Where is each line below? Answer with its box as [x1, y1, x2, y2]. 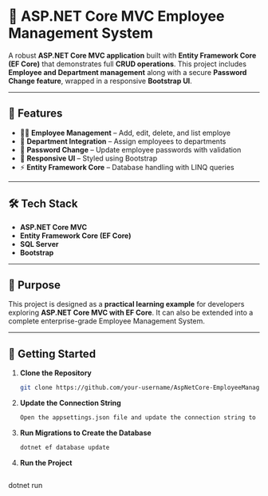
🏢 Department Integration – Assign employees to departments [19, 136, 227, 146]
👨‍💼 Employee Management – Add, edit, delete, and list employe [19, 128, 231, 137]
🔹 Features [8, 107, 63, 121]
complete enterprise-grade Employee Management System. [8, 316, 205, 326]
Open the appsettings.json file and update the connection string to [19, 414, 257, 422]
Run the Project [19, 458, 73, 467]
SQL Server [19, 239, 59, 248]
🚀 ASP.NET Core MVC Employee [8, 7, 225, 26]
